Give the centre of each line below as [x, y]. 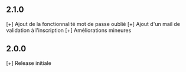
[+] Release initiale [29, 63]
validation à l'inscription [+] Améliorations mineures [69, 30]
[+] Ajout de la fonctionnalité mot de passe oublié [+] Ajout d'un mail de [93, 24]
